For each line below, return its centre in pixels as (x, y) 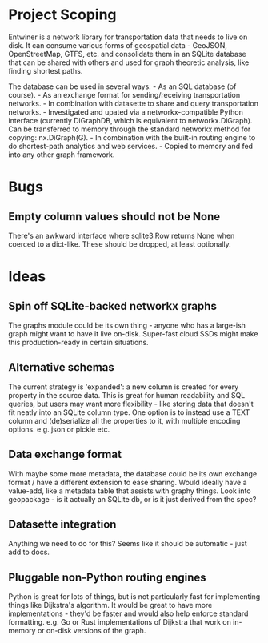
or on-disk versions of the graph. (92, 631)
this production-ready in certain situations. (79, 342)
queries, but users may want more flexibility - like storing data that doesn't (131, 404)
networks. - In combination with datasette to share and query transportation (133, 103)
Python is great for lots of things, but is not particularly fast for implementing (134, 597)
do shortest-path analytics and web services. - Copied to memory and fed (131, 146)
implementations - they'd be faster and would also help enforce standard (128, 613)
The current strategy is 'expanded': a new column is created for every (124, 387)
